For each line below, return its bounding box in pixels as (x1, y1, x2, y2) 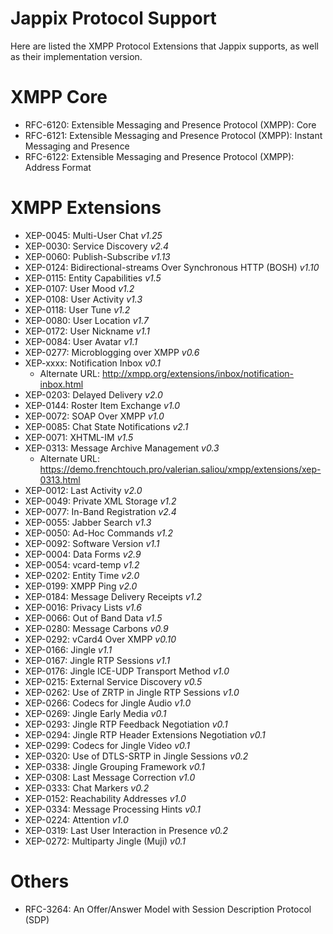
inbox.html (39, 378, 84, 390)
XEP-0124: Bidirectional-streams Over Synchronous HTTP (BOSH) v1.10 (24, 261, 320, 273)
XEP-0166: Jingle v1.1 (24, 643, 113, 656)
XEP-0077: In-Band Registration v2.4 (24, 505, 177, 517)
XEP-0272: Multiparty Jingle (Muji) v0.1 (24, 835, 186, 847)
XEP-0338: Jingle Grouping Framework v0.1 (24, 760, 205, 772)
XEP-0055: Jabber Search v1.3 (24, 516, 152, 528)
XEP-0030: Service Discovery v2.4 (24, 240, 170, 252)
